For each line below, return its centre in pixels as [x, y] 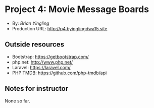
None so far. [18, 101]
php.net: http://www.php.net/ [42, 62]
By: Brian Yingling [31, 23]
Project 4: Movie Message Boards [77, 9]
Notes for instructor [37, 89]
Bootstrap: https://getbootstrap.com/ [50, 57]
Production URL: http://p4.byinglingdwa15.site [60, 28]
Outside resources [34, 45]
